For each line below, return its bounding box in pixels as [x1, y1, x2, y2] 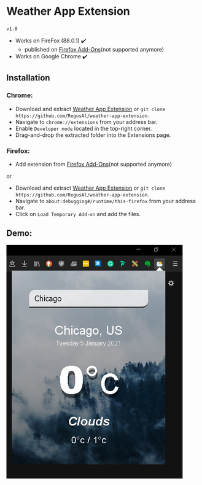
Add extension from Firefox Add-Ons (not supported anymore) [15, 160, 173, 168]
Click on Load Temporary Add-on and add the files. [15, 210, 141, 217]
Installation [6, 72, 50, 83]
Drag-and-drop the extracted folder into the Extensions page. [15, 131, 171, 139]
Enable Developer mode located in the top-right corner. [15, 125, 152, 132]
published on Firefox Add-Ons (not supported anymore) [24, 45, 165, 53]
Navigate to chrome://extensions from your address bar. [15, 118, 158, 125]
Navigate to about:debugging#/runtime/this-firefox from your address [15, 197, 196, 204]
